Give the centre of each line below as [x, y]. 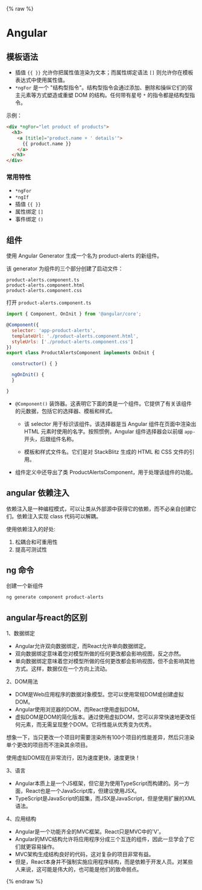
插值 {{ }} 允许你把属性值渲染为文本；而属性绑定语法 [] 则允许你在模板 [104, 72]
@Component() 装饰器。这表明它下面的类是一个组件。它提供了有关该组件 [103, 403]
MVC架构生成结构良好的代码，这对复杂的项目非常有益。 [84, 854]
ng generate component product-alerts [55, 597]
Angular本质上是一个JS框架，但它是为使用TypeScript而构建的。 [94, 783]
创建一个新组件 [25, 586]
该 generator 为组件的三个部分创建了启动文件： [65, 269]
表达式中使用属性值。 [41, 80]
